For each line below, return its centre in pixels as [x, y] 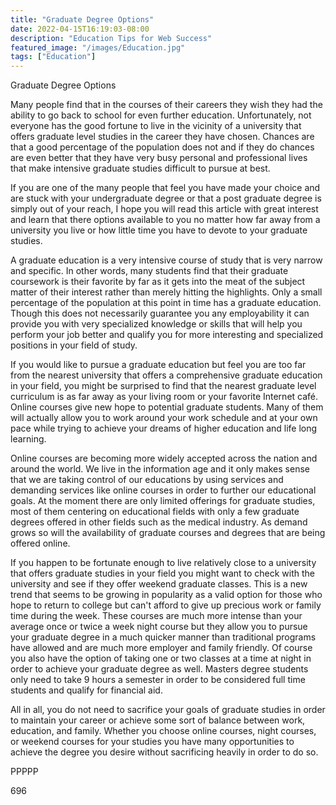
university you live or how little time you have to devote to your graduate [159, 230]
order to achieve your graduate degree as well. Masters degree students [159, 669]
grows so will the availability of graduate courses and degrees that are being [168, 533]
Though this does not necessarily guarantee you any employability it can [160, 313]
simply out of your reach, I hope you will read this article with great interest [164, 209]
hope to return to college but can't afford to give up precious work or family [166, 605]
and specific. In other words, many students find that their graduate [149, 271]
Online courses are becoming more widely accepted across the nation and [164, 458]
